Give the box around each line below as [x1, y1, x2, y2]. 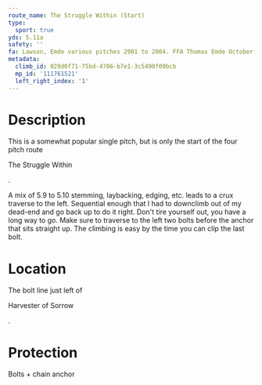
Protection [8, 343, 78, 361]
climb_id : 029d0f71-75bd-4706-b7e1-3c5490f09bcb [15, 63, 177, 71]
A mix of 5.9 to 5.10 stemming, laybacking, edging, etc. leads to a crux [8, 191, 234, 200]
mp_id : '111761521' [15, 70, 79, 78]
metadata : [8, 56, 41, 64]
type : [8, 19, 26, 27]
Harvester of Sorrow [8, 301, 74, 311]
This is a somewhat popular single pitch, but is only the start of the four [8, 136, 238, 146]
